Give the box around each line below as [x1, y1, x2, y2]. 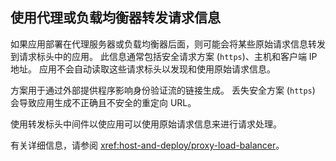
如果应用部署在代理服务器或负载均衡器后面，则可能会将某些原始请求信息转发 [10, 38, 326, 50]
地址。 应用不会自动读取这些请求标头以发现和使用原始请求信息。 [10, 63, 276, 75]
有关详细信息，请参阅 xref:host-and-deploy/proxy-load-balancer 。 [10, 139, 285, 151]
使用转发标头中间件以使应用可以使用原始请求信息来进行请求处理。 [10, 118, 282, 130]
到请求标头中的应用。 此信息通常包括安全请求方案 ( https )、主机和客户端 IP [10, 50, 318, 62]
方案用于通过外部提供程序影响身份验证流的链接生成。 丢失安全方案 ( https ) [10, 84, 316, 96]
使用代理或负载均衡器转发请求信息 [10, 9, 221, 27]
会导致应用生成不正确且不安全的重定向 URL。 [10, 96, 197, 108]
